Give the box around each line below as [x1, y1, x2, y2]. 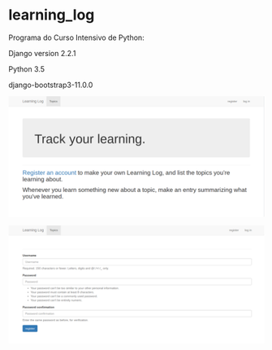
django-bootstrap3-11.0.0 [8, 80, 93, 90]
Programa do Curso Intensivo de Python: [8, 33, 145, 42]
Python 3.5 [8, 63, 45, 74]
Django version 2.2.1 [8, 48, 76, 58]
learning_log [8, 6, 95, 24]
